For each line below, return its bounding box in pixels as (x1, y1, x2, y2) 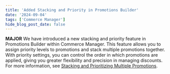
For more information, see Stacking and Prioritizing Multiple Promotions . (5, 63, 158, 69)
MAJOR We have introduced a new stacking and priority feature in (5, 36, 146, 42)
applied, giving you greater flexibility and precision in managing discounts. (5, 57, 163, 64)
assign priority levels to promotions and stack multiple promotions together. (5, 46, 165, 53)
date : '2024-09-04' (5, 12, 47, 17)
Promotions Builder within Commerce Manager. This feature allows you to (5, 41, 161, 47)
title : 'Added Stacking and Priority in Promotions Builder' (5, 7, 139, 13)
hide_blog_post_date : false (5, 21, 66, 27)
